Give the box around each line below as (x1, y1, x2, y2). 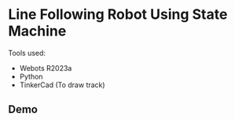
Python (19, 71, 43, 81)
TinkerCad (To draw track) (19, 80, 105, 90)
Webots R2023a (19, 63, 72, 72)
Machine (8, 22, 67, 40)
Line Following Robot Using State (8, 5, 228, 24)
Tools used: (8, 48, 46, 57)
